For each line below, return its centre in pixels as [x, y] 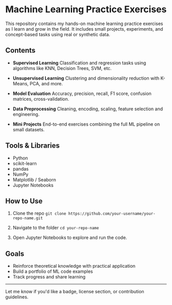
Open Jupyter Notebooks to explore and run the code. [70, 238]
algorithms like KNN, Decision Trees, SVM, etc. [62, 68]
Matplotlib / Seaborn [34, 179]
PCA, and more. [46, 83]
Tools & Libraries [33, 146]
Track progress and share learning [49, 277]
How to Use [24, 201]
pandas [21, 169]
